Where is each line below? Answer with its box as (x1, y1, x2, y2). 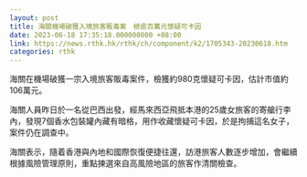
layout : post (9, 13, 59, 23)
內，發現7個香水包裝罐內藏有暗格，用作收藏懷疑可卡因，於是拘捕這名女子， (9, 116, 294, 127)
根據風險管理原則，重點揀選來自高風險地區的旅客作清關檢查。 (9, 158, 242, 169)
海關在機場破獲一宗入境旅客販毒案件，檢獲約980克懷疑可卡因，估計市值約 (9, 74, 290, 85)
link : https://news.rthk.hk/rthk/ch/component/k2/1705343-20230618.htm (9, 38, 288, 48)
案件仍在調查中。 (9, 127, 74, 138)
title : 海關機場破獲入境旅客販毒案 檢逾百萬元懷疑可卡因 (9, 22, 202, 31)
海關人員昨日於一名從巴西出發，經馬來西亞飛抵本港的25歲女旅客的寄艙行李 (9, 104, 291, 115)
